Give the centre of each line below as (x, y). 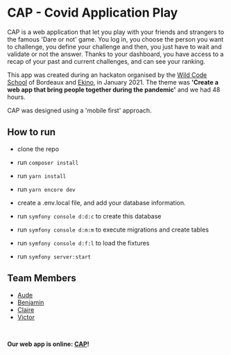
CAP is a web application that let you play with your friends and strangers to (115, 32)
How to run (32, 132)
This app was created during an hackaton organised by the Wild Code (107, 75)
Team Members (42, 278)
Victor (26, 317)
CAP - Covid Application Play (93, 13)
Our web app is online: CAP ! (48, 344)
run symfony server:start (54, 256)
